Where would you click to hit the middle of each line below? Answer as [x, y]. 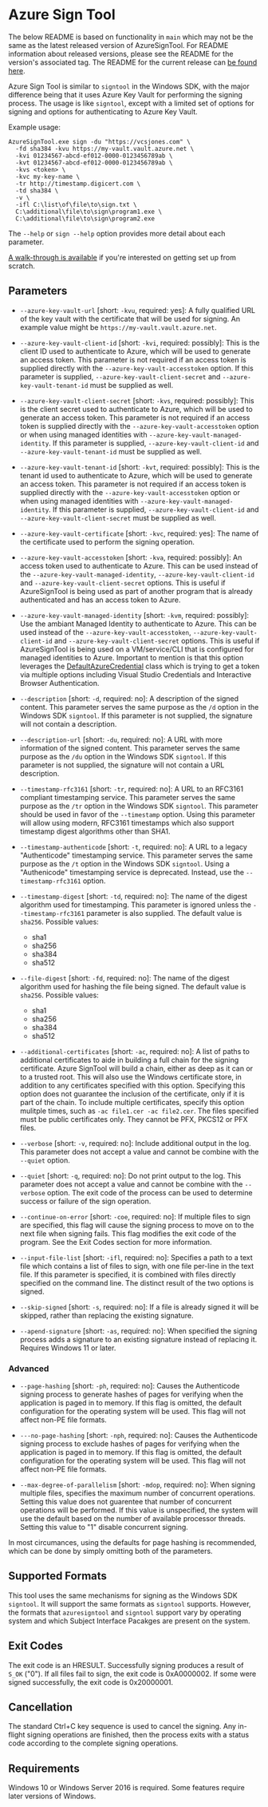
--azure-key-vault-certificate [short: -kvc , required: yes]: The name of [139, 533]
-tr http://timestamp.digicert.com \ [78, 184]
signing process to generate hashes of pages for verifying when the [131, 1394]
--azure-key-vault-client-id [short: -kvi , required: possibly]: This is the [140, 343]
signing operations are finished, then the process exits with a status [138, 1735]
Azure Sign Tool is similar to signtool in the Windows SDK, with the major [129, 86]
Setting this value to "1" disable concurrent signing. [104, 1528]
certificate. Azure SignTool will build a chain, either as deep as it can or [136, 1068]
